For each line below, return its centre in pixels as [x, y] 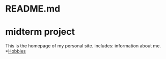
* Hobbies [16, 51]
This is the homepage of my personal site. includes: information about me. [83, 46]
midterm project [40, 32]
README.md [33, 9]
